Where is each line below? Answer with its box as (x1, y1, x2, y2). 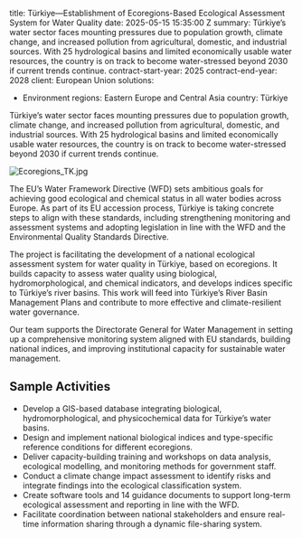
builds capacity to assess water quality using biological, (9, 269, 218, 278)
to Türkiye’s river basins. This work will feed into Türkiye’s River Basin (9, 288, 269, 297)
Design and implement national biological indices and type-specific (22, 431, 274, 442)
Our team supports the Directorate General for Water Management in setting (9, 325, 294, 335)
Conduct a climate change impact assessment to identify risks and (22, 470, 271, 481)
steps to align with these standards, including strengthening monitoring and (9, 212, 291, 222)
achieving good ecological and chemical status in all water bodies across (9, 193, 282, 203)
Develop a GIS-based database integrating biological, (22, 402, 222, 414)
